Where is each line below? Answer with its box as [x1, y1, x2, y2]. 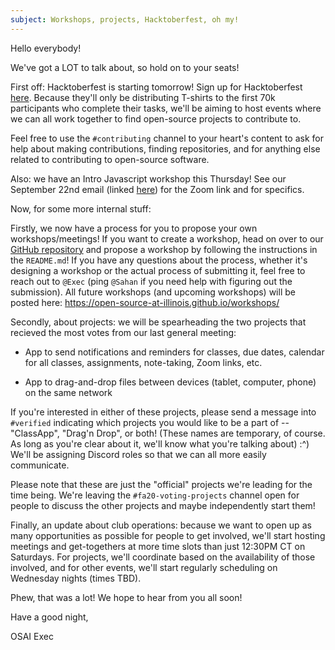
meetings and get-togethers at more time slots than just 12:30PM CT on [10, 540, 306, 552]
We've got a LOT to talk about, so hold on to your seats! [10, 61, 240, 73]
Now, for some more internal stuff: [10, 202, 152, 215]
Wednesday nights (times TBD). [10, 572, 142, 584]
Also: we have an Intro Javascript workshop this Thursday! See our [10, 172, 287, 185]
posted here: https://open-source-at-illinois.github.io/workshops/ [10, 296, 280, 308]
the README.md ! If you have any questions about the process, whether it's [10, 254, 308, 266]
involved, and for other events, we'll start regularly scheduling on [10, 561, 278, 573]
